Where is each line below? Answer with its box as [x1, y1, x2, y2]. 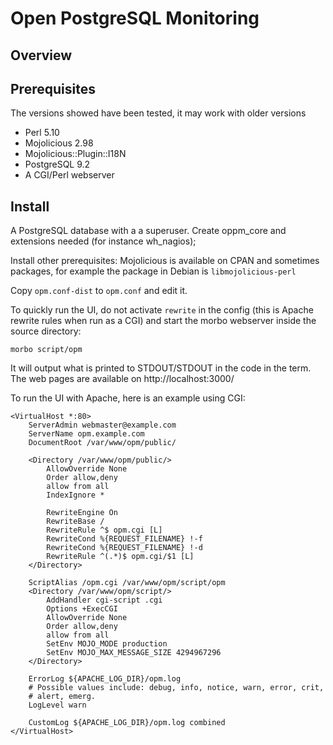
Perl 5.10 [24, 127, 60, 139]
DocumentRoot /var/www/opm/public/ [28, 438, 177, 448]
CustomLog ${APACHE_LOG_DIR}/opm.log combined [28, 718, 226, 728]
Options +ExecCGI [46, 604, 118, 614]
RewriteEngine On [46, 508, 118, 518]
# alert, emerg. [28, 692, 97, 702]
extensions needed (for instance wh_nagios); [10, 235, 197, 247]
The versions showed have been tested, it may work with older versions [10, 107, 307, 119]
